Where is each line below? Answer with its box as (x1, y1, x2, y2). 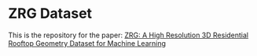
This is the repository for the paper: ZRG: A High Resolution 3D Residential (8, 30, 249, 40)
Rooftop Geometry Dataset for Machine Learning (8, 38, 167, 47)
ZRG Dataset (8, 5, 93, 23)
